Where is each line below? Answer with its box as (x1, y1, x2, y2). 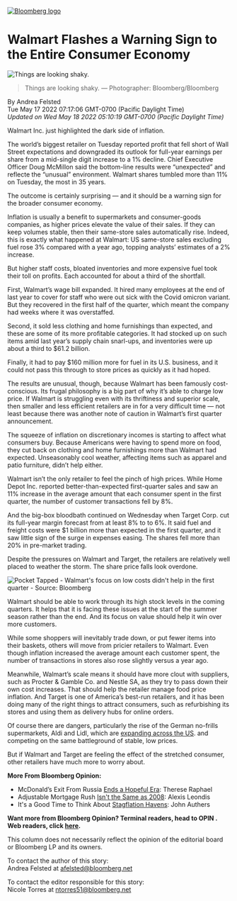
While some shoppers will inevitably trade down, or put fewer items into (7, 633, 216, 642)
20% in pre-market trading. (7, 541, 87, 549)
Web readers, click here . (7, 821, 81, 829)
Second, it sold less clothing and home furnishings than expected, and (7, 321, 213, 330)
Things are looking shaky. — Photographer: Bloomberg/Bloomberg (24, 84, 219, 92)
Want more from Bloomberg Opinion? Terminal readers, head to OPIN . (7, 814, 218, 822)
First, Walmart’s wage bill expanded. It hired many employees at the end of (7, 285, 225, 293)
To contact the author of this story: (7, 856, 109, 865)
